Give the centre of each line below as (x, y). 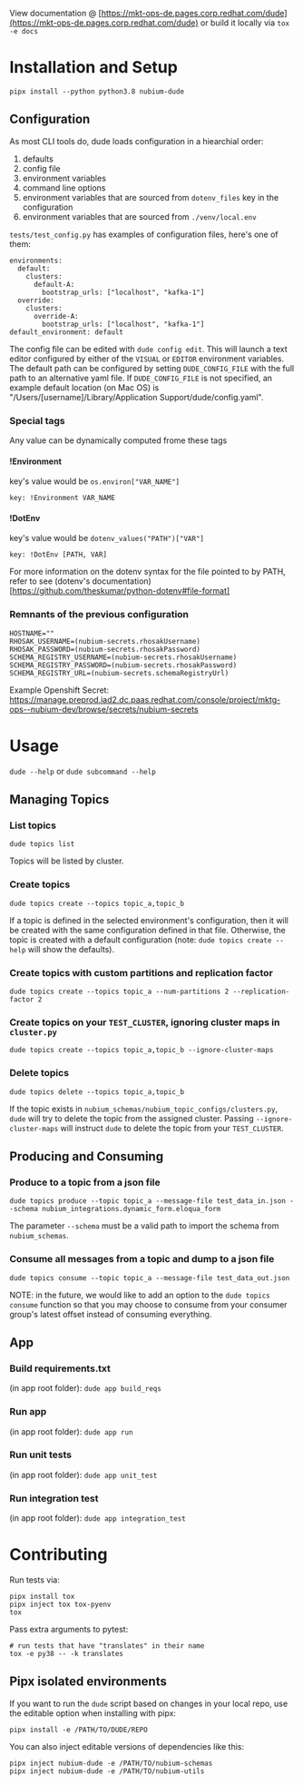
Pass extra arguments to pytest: (69, 1630)
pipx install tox (42, 1597)
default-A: (54, 284)
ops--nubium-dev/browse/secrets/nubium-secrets (104, 709)
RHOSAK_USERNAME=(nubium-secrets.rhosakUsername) (105, 641)
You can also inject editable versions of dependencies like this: (127, 1746)
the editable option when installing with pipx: (93, 1713)
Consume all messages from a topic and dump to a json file (142, 1259)
